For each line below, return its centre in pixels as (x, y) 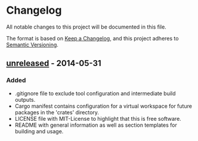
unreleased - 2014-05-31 (54, 63)
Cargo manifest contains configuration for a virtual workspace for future (103, 106)
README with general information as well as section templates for (96, 125)
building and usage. (39, 131)
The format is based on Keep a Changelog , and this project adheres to (92, 38)
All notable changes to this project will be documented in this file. (86, 27)
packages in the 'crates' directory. (57, 112)
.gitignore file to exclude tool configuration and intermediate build (95, 93)
